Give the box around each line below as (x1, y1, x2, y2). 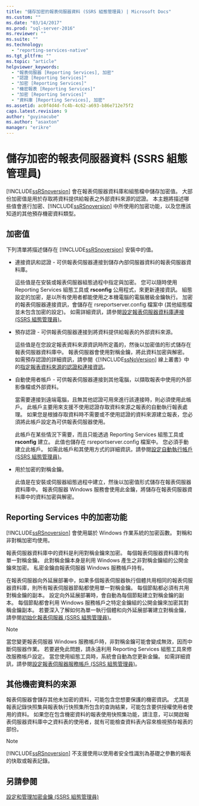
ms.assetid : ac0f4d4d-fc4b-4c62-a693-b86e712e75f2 (6, 102, 134, 109)
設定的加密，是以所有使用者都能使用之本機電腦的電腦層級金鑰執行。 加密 (14, 293, 193, 301)
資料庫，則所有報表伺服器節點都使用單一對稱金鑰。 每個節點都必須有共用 (11, 584, 190, 591)
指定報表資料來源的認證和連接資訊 (20, 363, 104, 370)
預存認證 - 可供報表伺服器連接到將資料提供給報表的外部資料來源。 (14, 328, 176, 336)
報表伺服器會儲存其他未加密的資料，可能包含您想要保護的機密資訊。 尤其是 (6, 696, 190, 703)
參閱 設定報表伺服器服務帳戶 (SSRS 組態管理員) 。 (21, 660, 141, 667)
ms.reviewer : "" (6, 31, 46, 37)
